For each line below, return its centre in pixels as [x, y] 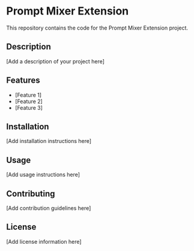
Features [23, 81]
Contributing [31, 193]
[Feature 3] [29, 107]
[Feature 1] [28, 95]
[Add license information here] [44, 241]
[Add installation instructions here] [49, 141]
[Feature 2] [29, 101]
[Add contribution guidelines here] [49, 208]
